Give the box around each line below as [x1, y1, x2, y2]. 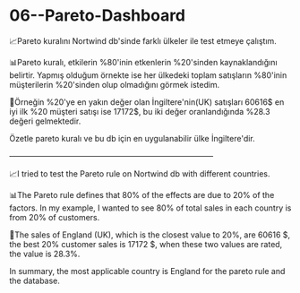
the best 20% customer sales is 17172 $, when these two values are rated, [9, 238, 283, 249]
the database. [9, 275, 61, 286]
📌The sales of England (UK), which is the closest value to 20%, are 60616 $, [9, 229, 291, 240]
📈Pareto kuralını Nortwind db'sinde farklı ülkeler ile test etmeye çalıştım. [9, 35, 278, 46]
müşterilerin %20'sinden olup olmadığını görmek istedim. [9, 79, 220, 90]
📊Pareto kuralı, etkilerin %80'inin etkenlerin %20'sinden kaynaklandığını [9, 56, 278, 67]
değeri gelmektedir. [9, 116, 81, 126]
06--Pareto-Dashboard [9, 5, 186, 26]
